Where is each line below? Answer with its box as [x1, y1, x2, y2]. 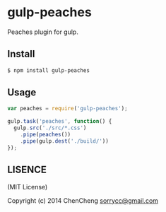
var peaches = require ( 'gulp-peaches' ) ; [7, 105, 129, 112]
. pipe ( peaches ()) [20, 131, 71, 139]
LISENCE [7, 164, 47, 176]
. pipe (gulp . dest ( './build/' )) [20, 137, 109, 145]
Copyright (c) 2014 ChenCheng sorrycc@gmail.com [7, 196, 159, 205]
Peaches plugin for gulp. [7, 28, 79, 36]
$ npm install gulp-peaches [7, 66, 90, 74]
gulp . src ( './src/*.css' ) [13, 124, 87, 131]
